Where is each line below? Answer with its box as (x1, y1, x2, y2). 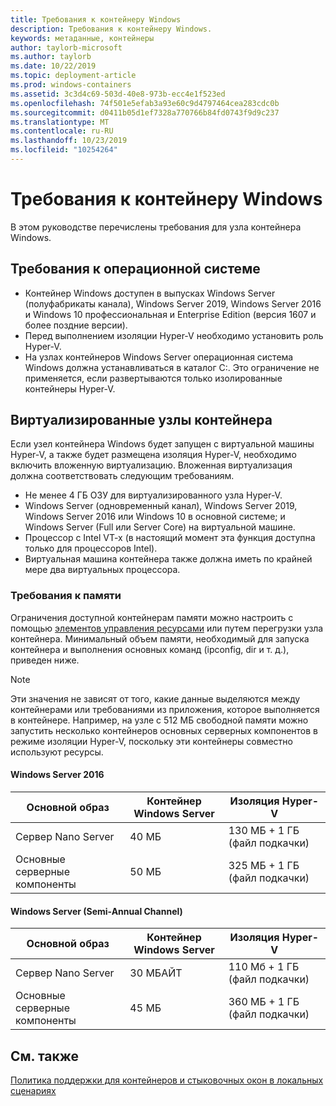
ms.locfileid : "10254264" (10, 145, 118, 155)
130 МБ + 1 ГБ (228, 823, 300, 837)
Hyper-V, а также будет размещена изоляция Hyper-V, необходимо (10, 449, 297, 461)
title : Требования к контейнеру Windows (10, 14, 182, 25)
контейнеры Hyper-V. (24, 382, 116, 395)
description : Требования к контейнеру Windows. (10, 24, 213, 34)
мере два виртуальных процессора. (24, 564, 181, 576)
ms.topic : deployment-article (10, 71, 137, 81)
